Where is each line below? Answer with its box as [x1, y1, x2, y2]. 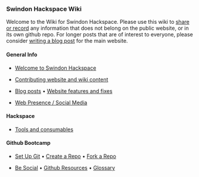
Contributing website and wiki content [14, 76, 108, 83]
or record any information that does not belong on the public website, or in [6, 24, 189, 32]
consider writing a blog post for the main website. [6, 38, 128, 45]
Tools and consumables [14, 126, 73, 133]
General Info [6, 51, 38, 58]
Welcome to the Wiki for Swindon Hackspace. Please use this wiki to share [6, 18, 189, 26]
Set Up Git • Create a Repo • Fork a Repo [14, 153, 116, 160]
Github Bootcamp [6, 139, 51, 147]
